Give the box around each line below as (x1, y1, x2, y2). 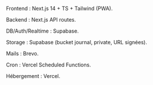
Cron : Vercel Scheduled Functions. (6, 61, 92, 68)
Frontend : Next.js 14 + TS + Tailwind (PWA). (6, 5, 113, 12)
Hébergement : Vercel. (6, 73, 61, 79)
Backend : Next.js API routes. (6, 16, 76, 23)
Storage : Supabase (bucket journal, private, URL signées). (6, 39, 147, 45)
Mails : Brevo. (6, 50, 39, 57)
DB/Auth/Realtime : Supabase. (6, 27, 79, 34)
